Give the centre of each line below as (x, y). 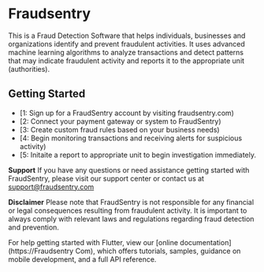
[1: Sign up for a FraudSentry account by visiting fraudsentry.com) (127, 113)
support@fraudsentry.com (51, 187)
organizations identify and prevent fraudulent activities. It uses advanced (127, 43)
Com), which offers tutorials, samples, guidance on (158, 251)
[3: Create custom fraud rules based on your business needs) (119, 129)
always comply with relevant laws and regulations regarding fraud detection (131, 218)
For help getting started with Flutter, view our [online (93, 242)
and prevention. (33, 227)
